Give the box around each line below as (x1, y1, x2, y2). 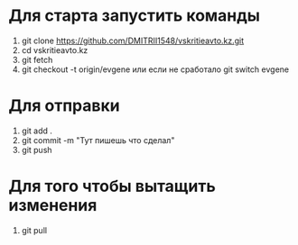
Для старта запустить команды (8, 5, 261, 26)
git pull (21, 224, 47, 235)
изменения (8, 195, 98, 216)
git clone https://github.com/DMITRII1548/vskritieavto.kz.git (21, 35, 245, 46)
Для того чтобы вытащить (8, 177, 216, 196)
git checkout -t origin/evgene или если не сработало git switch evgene (21, 64, 290, 75)
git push (21, 144, 52, 155)
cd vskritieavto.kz (21, 44, 88, 55)
